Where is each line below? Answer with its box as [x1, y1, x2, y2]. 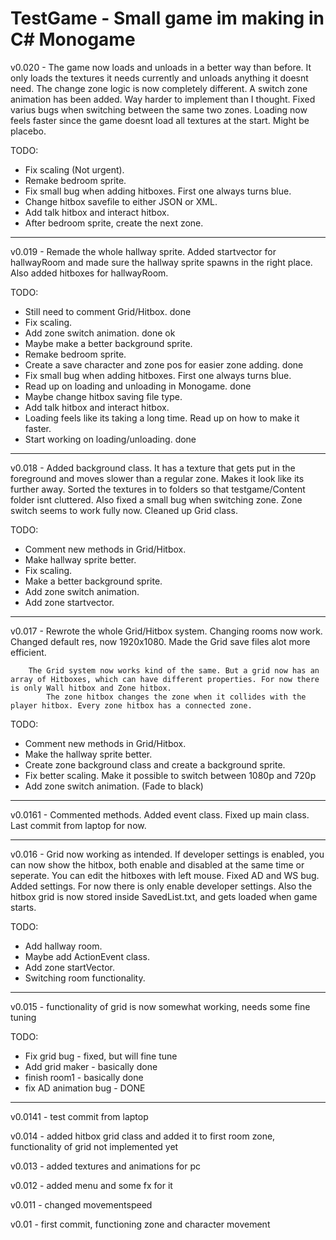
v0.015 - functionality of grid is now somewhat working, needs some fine [10, 1000, 311, 1012]
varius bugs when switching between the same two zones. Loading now [10, 103, 308, 116]
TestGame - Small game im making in [10, 7, 325, 30]
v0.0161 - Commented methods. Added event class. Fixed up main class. [10, 808, 310, 821]
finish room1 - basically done [24, 1071, 144, 1083]
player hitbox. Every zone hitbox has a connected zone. [10, 700, 253, 711]
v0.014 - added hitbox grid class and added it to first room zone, [10, 1130, 276, 1142]
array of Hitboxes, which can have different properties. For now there [10, 674, 320, 684]
